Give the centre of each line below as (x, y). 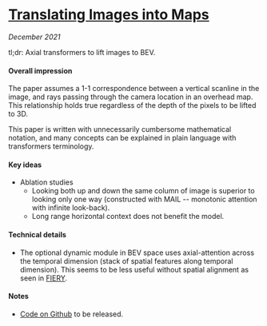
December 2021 (34, 37)
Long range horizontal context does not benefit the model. (128, 217)
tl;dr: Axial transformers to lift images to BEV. (82, 52)
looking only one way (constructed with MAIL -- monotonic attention (144, 199)
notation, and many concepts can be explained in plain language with (122, 138)
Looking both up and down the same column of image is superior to (143, 191)
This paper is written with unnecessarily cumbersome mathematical (120, 129)
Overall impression (40, 70)
